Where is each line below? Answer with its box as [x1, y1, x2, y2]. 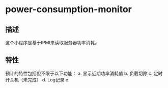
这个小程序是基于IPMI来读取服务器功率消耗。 [5, 40, 100, 45]
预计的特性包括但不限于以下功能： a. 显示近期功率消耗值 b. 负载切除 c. [5, 70, 153, 76]
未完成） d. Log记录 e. [22, 76, 70, 82]
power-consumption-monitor [5, 4, 132, 15]
